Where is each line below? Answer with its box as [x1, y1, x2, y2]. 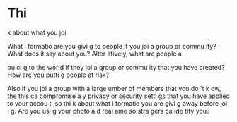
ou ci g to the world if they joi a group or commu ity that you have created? [7, 63, 225, 71]
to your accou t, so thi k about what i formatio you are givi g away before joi [7, 99, 228, 107]
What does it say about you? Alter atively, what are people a [7, 49, 183, 58]
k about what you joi [7, 28, 67, 37]
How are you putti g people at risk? [7, 71, 110, 79]
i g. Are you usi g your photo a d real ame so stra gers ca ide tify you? [7, 106, 210, 115]
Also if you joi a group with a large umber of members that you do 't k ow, [7, 84, 221, 92]
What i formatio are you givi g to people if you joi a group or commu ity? [7, 42, 217, 50]
